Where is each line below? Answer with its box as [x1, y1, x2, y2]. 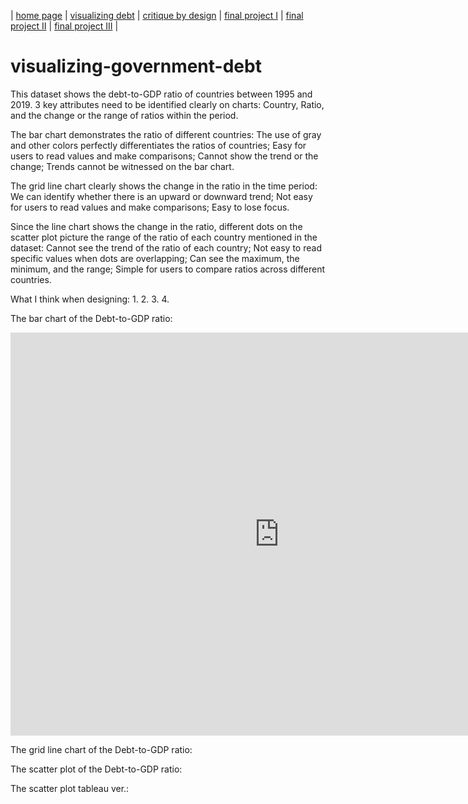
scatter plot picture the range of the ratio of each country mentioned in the [10, 231, 318, 243]
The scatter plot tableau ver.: [10, 782, 130, 794]
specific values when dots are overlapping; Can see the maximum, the [10, 252, 300, 264]
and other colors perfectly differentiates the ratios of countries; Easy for [10, 139, 307, 151]
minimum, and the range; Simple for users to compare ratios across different [10, 263, 326, 275]
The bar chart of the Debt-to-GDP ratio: [10, 312, 173, 324]
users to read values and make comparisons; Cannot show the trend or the [10, 150, 319, 162]
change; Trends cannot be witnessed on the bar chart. [10, 160, 235, 172]
